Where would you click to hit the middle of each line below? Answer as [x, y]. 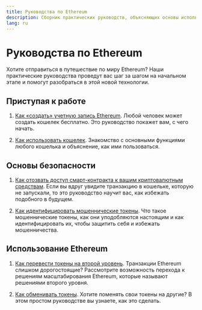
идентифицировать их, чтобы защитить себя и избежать [87, 223]
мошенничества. [37, 230]
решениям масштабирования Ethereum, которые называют [91, 276]
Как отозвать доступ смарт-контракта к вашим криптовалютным [99, 180]
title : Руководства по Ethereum [47, 12]
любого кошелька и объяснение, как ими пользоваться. [87, 147]
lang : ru [17, 23]
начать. [25, 129]
